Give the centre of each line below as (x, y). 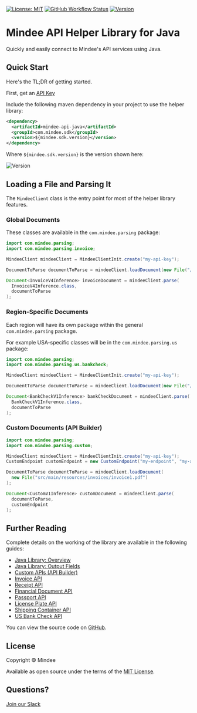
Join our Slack (23, 704)
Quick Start (27, 67)
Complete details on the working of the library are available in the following (97, 542)
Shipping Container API (43, 610)
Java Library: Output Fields (47, 566)
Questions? (28, 690)
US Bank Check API (38, 616)
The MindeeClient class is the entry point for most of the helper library (91, 198)
